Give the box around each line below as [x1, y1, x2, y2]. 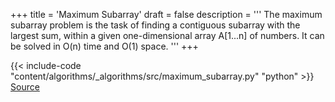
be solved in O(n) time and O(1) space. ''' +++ [10, 40, 199, 52]
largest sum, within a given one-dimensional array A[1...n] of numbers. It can [10, 30, 325, 41]
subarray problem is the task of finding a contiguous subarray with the [10, 19, 301, 31]
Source [10, 81, 40, 93]
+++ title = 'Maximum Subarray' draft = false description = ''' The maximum [10, 9, 323, 20]
